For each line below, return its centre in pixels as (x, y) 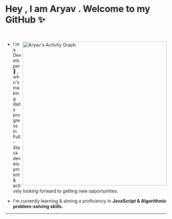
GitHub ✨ (25, 20)
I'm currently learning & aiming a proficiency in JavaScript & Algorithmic (90, 201)
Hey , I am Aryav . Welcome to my (78, 9)
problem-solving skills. (38, 206)
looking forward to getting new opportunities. (71, 191)
